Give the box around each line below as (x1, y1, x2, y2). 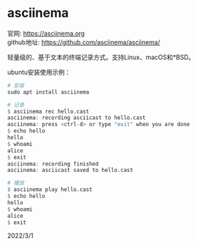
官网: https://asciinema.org (7, 29, 86, 37)
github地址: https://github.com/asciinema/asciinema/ (7, 37, 160, 47)
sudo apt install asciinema (7, 88, 90, 96)
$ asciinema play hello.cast (7, 186, 93, 193)
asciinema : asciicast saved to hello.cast (7, 167, 133, 174)
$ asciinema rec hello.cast (7, 108, 90, 115)
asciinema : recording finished (7, 160, 99, 167)
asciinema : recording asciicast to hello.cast (7, 114, 146, 121)
